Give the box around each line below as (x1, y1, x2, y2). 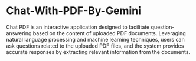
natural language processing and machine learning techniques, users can (6, 36, 185, 43)
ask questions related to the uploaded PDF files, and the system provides (6, 42, 184, 49)
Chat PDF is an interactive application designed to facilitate (6, 23, 150, 30)
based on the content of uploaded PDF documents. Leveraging (32, 29, 186, 36)
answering (6, 29, 32, 36)
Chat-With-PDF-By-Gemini (6, 4, 142, 18)
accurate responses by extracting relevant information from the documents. (6, 48, 191, 55)
